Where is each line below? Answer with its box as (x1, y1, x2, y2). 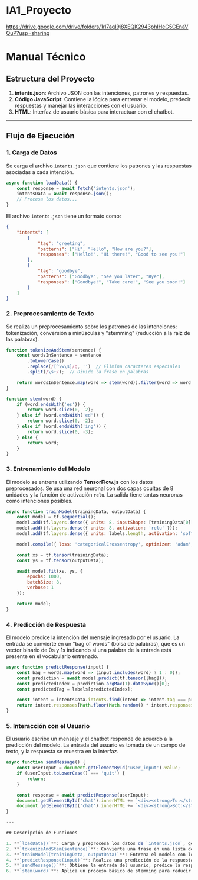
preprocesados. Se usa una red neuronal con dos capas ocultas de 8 (6, 485, 174, 492)
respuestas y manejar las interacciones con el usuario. (14, 102, 147, 109)
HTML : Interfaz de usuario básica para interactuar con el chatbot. (14, 108, 174, 115)
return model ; (16, 601, 51, 607)
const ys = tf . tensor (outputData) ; (16, 557, 104, 563)
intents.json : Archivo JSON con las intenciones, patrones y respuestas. (14, 89, 189, 96)
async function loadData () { (6, 180, 78, 186)
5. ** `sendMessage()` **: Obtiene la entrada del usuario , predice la (6, 862, 181, 869)
